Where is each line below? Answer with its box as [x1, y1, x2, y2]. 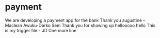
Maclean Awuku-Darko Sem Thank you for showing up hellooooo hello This [5, 22, 156, 28]
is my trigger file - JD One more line [5, 27, 77, 33]
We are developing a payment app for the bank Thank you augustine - [5, 17, 145, 23]
